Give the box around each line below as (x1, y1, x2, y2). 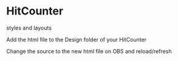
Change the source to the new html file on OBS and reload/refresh (6, 47, 172, 55)
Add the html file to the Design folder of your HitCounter (6, 36, 147, 43)
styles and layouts (6, 24, 52, 31)
